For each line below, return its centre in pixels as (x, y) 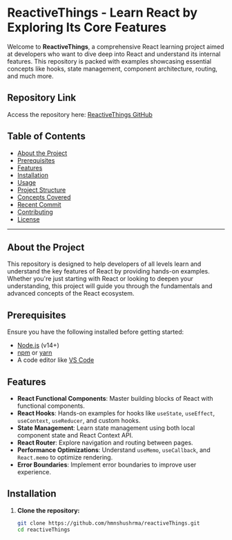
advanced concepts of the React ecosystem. (71, 294)
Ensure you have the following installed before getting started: (96, 332)
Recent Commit (39, 204)
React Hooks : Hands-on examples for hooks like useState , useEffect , (116, 413)
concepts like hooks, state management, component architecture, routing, (112, 69)
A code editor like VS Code (56, 360)
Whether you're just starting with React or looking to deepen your (100, 279)
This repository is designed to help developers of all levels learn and (104, 264)
